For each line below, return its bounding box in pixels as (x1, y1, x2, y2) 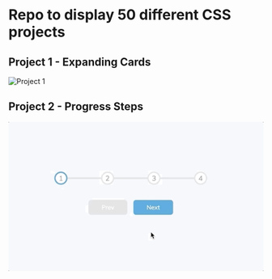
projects (8, 23, 66, 41)
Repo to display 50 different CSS (8, 6, 232, 24)
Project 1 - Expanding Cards (8, 55, 151, 69)
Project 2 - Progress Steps (8, 99, 144, 114)
